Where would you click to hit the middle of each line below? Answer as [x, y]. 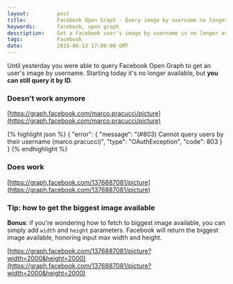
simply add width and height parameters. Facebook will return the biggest [113, 230]
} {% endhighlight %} [37, 149]
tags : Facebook [44, 40]
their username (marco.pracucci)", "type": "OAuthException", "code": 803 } [115, 142]
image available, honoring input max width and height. [85, 237]
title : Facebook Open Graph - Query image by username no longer [118, 20]
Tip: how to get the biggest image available [81, 208]
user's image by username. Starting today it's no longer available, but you [113, 73]
